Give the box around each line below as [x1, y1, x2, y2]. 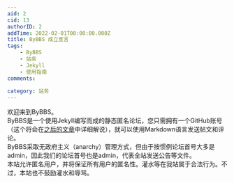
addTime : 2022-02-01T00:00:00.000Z [7, 29, 111, 37]
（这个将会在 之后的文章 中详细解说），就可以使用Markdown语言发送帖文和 [7, 125, 219, 134]
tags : [7, 42, 23, 49]
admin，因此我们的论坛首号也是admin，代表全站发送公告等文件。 [7, 151, 196, 160]
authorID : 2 [7, 23, 42, 30]
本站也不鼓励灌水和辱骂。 [19, 168, 93, 177]
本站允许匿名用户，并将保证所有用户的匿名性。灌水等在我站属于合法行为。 [7, 160, 221, 168]
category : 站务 [7, 88, 50, 95]
